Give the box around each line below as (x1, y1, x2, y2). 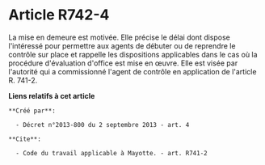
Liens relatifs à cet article (8, 91, 95, 100)
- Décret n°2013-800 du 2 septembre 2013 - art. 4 (15, 121, 190, 129)
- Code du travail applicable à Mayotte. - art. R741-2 (15, 149, 208, 157)
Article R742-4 (8, 6, 110, 24)
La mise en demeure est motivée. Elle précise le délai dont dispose (8, 32, 230, 42)
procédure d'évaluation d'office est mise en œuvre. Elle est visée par (8, 58, 238, 68)
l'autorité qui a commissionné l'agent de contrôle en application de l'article (8, 66, 257, 76)
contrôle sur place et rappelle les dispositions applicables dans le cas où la (8, 49, 258, 59)
